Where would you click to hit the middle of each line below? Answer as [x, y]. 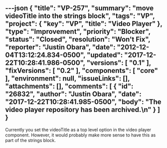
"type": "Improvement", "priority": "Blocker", [78, 32]
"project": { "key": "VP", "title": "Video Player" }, [84, 24]
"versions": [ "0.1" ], [119, 63]
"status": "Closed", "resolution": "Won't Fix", [78, 39]
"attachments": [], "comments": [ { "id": [69, 86]
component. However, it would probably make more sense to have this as [81, 135]
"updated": [105, 55]
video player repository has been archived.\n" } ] [83, 110]
